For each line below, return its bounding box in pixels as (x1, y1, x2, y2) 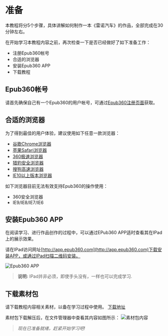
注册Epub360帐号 (12, 50, 49, 56)
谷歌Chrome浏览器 (12, 141, 52, 147)
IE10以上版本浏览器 (12, 172, 52, 178)
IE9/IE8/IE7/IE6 (12, 199, 44, 205)
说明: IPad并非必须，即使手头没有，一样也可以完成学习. (17, 273, 132, 279)
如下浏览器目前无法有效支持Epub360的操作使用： (5, 183, 108, 189)
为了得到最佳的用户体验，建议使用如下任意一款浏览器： (5, 130, 120, 136)
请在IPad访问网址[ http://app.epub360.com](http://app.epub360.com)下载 (5, 247, 158, 253)
